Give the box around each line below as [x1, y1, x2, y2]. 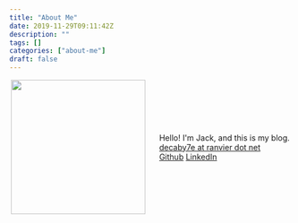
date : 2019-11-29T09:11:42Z [9, 21, 115, 30]
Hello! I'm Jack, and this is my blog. [158, 132, 291, 143]
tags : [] [9, 38, 42, 47]
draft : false [9, 55, 58, 64]
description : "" [9, 30, 70, 39]
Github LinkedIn [158, 151, 217, 162]
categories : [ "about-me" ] [9, 47, 106, 56]
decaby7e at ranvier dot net [158, 142, 261, 152]
